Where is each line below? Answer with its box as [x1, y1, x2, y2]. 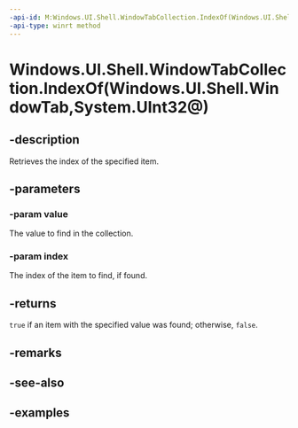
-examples [9, 405, 70, 421]
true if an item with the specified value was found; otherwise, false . [9, 320, 259, 331]
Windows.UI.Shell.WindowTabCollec [9, 59, 286, 80]
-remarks [9, 345, 62, 360]
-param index [9, 250, 69, 262]
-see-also [9, 376, 65, 391]
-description [9, 132, 80, 147]
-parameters [9, 181, 81, 196]
